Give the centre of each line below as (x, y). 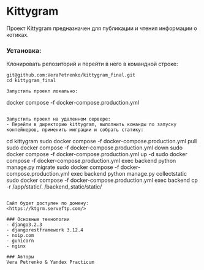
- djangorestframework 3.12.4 (45, 230)
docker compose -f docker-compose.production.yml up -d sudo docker (97, 154)
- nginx (16, 246)
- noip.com (20, 236)
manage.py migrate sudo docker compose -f (63, 167)
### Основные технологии (38, 219)
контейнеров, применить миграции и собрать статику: (75, 130)
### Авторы (20, 257)
